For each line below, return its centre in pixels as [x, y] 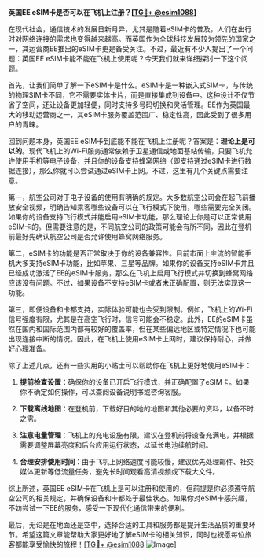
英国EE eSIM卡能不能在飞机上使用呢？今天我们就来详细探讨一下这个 [132, 59]
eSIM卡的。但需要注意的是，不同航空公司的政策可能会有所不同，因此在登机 [130, 227]
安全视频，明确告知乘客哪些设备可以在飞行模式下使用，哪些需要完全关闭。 [135, 207]
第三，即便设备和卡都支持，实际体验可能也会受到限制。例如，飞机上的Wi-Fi [130, 309]
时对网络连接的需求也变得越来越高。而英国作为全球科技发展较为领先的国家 [128, 39]
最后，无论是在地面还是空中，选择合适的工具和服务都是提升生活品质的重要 [128, 525]
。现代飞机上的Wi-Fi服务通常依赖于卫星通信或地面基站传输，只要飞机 [134, 151]
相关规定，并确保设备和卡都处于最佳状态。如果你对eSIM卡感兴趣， [143, 498]
